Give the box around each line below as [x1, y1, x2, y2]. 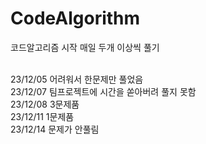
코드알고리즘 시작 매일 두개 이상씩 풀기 [10, 41, 160, 53]
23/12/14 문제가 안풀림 [10, 123, 100, 135]
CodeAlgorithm [10, 7, 141, 30]
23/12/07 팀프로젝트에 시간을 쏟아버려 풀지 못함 [10, 85, 197, 97]
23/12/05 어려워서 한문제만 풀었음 [10, 73, 144, 85]
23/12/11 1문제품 [10, 110, 75, 122]
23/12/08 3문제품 [10, 98, 80, 110]
